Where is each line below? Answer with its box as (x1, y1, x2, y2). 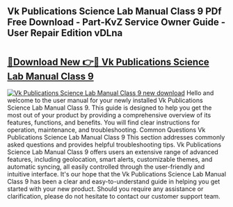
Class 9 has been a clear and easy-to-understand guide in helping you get (7, 177, 220, 185)
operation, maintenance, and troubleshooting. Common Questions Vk (7, 126, 206, 134)
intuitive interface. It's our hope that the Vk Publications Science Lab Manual (7, 170, 227, 178)
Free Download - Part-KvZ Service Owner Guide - (7, 17, 226, 28)
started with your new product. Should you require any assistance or (7, 185, 204, 193)
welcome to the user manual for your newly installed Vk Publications (7, 97, 203, 104)
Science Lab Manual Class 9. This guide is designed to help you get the (7, 104, 212, 112)
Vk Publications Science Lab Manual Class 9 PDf (7, 6, 222, 17)
